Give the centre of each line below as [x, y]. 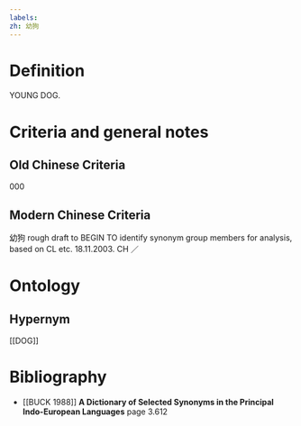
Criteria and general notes [109, 132]
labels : [24, 18]
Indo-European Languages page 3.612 [95, 412]
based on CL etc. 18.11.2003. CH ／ [74, 249]
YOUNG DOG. [35, 95]
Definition [47, 71]
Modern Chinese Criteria [80, 215]
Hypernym [40, 319]
